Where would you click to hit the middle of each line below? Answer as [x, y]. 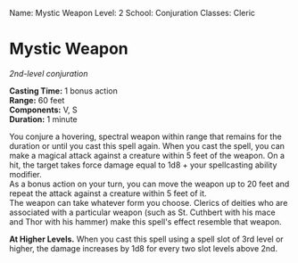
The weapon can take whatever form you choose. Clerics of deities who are [149, 202]
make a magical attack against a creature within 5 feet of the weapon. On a [147, 155]
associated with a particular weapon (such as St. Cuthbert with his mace [142, 212]
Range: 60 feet [37, 100]
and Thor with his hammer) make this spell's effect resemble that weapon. [146, 221]
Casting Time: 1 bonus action [63, 90]
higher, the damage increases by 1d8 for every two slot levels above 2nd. [144, 248]
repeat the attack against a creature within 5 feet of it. [108, 193]
